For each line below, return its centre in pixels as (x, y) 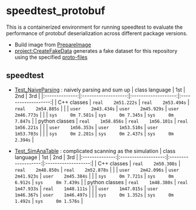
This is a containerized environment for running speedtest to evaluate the (94, 27)
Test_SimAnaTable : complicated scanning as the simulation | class (95, 151)
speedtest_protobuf (56, 11)
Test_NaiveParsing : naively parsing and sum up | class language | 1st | (100, 90)
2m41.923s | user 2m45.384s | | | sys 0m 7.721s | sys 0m (94, 176)
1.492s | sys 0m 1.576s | (49, 201)
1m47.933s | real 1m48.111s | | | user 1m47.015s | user (86, 188)
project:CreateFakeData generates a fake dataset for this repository (96, 50)
